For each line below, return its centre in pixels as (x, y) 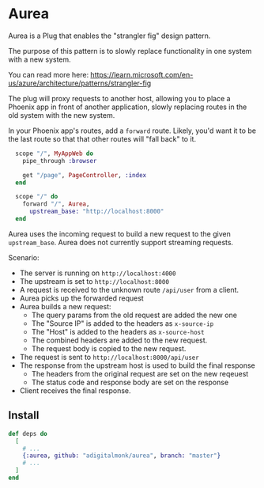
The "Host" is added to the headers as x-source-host (118, 331)
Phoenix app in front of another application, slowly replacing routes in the (128, 107)
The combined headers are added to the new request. (119, 340)
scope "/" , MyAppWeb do (54, 153)
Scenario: (24, 257)
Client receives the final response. (75, 390)
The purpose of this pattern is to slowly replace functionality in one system (130, 51)
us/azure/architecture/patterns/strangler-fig (80, 83)
